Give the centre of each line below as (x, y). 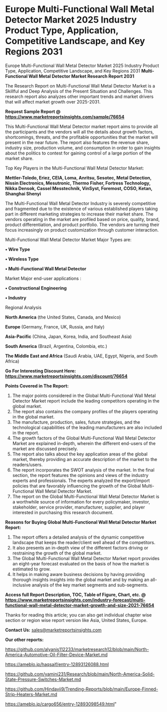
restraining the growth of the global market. (57, 553)
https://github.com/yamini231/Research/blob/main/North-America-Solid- (80, 674)
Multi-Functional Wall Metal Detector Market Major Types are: (69, 239)
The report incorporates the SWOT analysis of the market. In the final (83, 470)
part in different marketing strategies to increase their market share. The (79, 214)
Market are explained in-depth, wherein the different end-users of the (84, 443)
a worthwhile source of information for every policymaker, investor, (81, 501)
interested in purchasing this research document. (63, 512)
